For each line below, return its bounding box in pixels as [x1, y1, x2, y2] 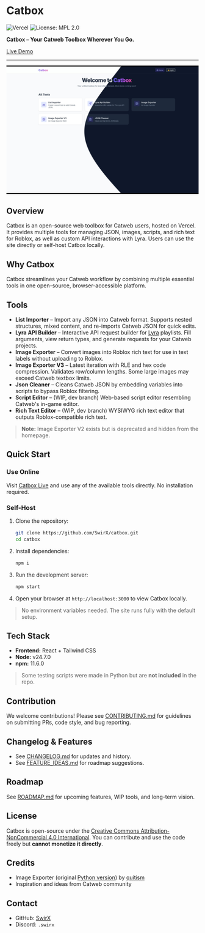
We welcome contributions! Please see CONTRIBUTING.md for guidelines [6, 712, 192, 720]
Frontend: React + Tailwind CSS [15, 647, 96, 654]
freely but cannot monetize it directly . [6, 840, 104, 847]
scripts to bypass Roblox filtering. [15, 388, 99, 395]
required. [6, 488, 29, 495]
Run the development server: [15, 571, 88, 578]
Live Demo [6, 47, 34, 55]
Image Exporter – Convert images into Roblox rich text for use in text [15, 348, 189, 356]
